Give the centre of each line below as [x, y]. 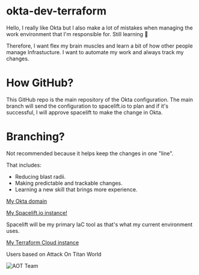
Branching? [35, 137]
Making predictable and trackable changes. [69, 183]
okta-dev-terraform [57, 11]
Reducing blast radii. [40, 176]
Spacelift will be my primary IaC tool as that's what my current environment [99, 224]
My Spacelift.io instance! [37, 212]
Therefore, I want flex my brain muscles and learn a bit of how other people [100, 46]
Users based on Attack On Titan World [54, 254]
